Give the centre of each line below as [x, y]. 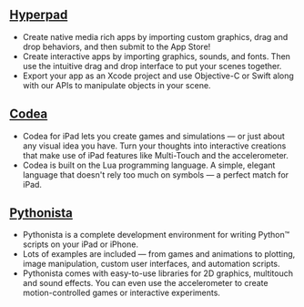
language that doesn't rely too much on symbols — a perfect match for [156, 174]
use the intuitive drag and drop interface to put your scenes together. [152, 66]
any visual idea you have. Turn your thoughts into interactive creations [154, 146]
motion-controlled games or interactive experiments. [122, 293]
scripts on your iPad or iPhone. [81, 244]
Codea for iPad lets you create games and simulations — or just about [153, 136]
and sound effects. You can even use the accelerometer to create [145, 283]
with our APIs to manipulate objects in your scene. [117, 85]
